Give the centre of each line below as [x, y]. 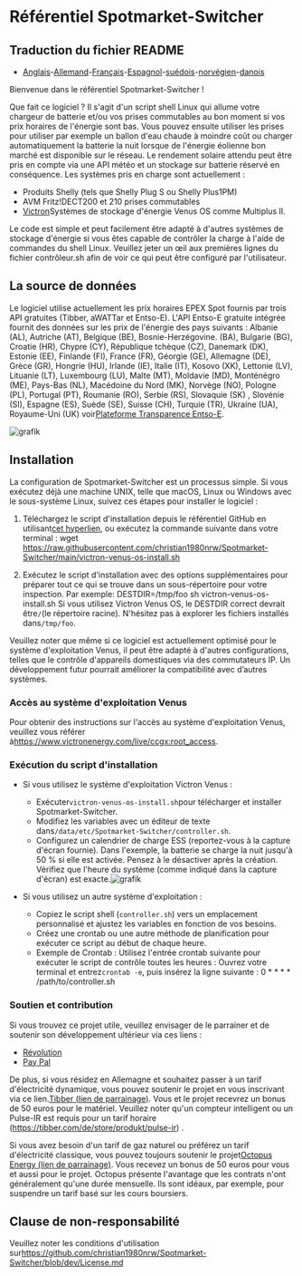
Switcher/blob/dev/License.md [66, 1262]
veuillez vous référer [47, 731]
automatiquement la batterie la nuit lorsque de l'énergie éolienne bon [138, 145]
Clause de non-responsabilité [95, 1221]
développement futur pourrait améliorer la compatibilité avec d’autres [138, 669]
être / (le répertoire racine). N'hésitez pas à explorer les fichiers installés [156, 613]
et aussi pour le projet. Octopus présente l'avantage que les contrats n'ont [148, 1174]
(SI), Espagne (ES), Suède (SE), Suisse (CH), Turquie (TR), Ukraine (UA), [144, 404]
